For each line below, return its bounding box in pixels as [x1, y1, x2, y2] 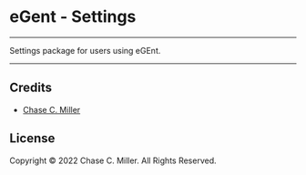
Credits [9, 80, 53, 96]
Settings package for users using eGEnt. [9, 45, 161, 56]
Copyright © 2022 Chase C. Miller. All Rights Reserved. [9, 155, 217, 166]
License [9, 130, 56, 147]
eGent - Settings [9, 6, 137, 27]
